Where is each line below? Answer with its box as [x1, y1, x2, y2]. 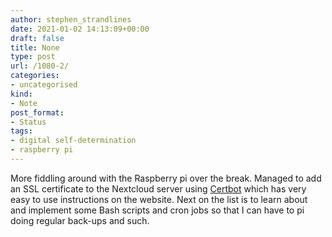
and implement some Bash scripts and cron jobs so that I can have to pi [10, 204, 305, 216]
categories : [10, 71, 60, 81]
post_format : [10, 107, 65, 118]
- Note [10, 98, 38, 108]
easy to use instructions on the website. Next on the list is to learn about [10, 193, 308, 205]
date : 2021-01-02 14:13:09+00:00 [10, 24, 150, 34]
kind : [10, 89, 33, 99]
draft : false [10, 33, 65, 43]
